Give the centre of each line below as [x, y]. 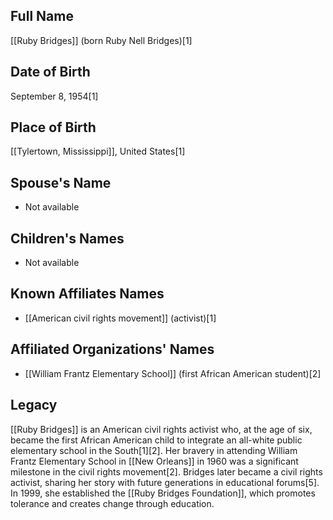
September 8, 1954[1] [54, 96]
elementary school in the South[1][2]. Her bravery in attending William [154, 450]
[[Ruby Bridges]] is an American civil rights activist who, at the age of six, [161, 429]
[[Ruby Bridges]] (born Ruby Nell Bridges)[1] [101, 40]
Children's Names [67, 238]
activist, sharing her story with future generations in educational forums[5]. [165, 482]
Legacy [34, 405]
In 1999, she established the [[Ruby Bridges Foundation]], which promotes [163, 493]
